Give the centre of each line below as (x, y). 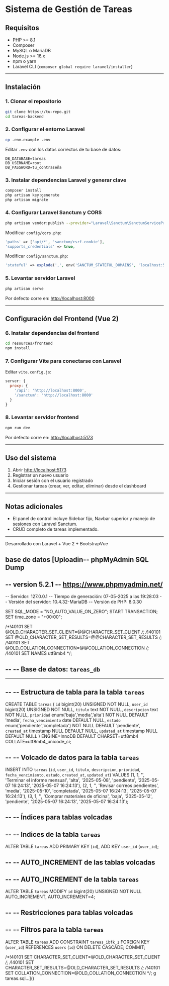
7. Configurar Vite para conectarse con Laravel (63, 361)
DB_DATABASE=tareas (26, 159)
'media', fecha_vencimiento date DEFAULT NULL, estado (63, 720)
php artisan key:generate (32, 195)
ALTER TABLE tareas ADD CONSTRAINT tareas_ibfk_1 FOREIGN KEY (77, 942)
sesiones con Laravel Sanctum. (45, 524)
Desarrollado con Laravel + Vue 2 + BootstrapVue (57, 544)
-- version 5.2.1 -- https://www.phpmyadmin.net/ (84, 585)
